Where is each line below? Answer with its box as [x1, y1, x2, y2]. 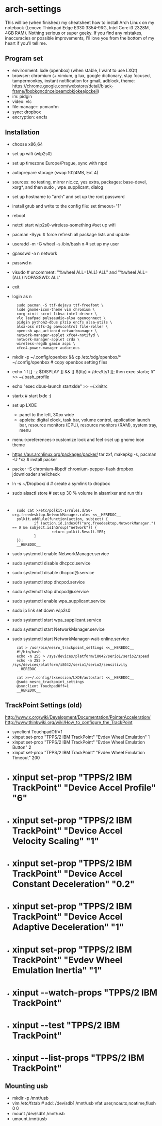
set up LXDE [12, 402, 37, 408]
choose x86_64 [12, 141, 43, 147]
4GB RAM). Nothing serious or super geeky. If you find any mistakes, [5, 30, 143, 36]
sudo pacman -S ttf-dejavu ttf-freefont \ [16, 302, 104, 308]
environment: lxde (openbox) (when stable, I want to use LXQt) [12, 67, 138, 73]
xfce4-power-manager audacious [16, 345, 80, 350]
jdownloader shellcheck [12, 471, 60, 477]
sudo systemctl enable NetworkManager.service [12, 550, 109, 557]
